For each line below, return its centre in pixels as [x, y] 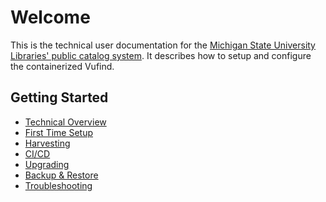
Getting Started [59, 97]
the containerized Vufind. [62, 66]
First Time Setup [58, 132]
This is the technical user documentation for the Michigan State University [163, 45]
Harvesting [47, 143]
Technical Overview [65, 122]
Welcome [50, 17]
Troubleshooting [58, 185]
